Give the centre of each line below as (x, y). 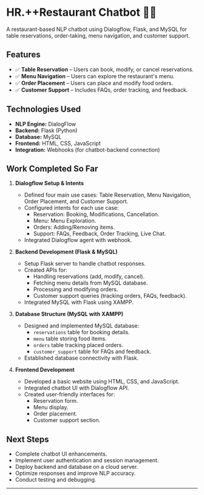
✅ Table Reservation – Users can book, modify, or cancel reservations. (104, 69)
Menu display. (51, 407)
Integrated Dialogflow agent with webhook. (78, 240)
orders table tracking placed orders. (78, 345)
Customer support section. (67, 420)
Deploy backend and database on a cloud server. (76, 467)
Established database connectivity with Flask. (81, 358)
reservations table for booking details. (81, 332)
